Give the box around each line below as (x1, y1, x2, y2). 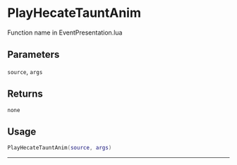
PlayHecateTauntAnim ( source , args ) (7, 145, 112, 152)
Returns (7, 88, 44, 100)
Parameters (7, 49, 60, 61)
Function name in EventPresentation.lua (7, 28, 123, 37)
